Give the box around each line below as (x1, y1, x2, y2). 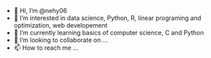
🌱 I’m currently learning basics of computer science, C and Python (13, 28, 205, 37)
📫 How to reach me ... (13, 43, 78, 52)
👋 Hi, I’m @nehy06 (13, 7, 67, 14)
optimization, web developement (13, 21, 108, 29)
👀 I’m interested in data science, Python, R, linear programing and (13, 14, 201, 22)
